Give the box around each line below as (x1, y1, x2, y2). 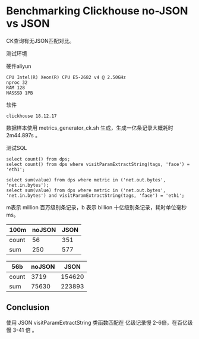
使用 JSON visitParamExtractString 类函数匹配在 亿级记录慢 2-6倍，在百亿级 (6, 319, 193, 326)
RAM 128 (6, 84, 26, 90)
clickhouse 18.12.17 (6, 113, 58, 119)
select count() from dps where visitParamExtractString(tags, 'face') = (6, 161, 190, 167)
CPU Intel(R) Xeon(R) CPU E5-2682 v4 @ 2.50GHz (6, 74, 127, 80)
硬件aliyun (6, 62, 31, 70)
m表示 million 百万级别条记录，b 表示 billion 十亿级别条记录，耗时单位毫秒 (6, 203, 187, 211)
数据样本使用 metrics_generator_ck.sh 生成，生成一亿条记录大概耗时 (6, 124, 173, 131)
